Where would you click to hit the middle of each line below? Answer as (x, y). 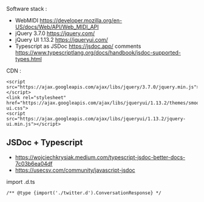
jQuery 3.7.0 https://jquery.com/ (55, 33)
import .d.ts (21, 181)
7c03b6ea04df (34, 163)
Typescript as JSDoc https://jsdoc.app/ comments (78, 46)
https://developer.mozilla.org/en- (81, 20)
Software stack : (27, 9)
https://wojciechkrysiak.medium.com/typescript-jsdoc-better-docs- (100, 157)
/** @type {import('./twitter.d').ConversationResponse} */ (84, 193)
